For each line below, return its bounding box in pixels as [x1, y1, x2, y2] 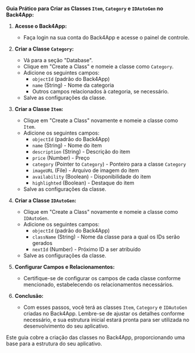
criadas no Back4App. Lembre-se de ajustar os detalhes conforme [23, 310, 185, 317]
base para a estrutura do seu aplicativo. [6, 340, 102, 347]
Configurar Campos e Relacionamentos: [14, 264, 115, 270]
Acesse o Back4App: [14, 23, 68, 29]
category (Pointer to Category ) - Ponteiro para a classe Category [32, 161, 186, 167]
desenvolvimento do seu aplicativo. [23, 322, 110, 330]
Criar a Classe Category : [14, 45, 74, 52]
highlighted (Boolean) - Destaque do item [32, 179, 135, 186]
